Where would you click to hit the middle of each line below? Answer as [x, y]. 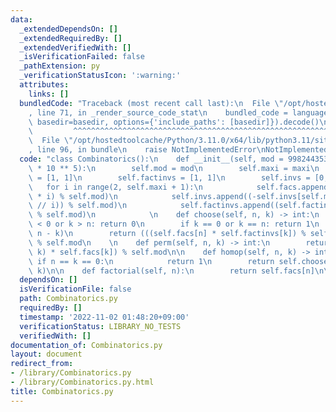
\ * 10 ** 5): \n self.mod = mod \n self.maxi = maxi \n [174, 168]
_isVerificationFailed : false [82, 57]
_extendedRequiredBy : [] [71, 38]
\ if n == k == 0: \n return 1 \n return [151, 261]
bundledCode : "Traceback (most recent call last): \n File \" [151, 103]
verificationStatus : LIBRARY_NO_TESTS [100, 326]
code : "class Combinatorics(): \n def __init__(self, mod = [151, 159]
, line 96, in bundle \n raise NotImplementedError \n [147, 150]
